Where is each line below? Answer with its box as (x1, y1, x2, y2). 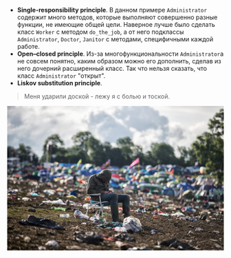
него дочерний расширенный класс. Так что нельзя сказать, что (16, 65, 208, 72)
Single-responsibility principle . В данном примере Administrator (16, 6, 208, 14)
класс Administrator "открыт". (16, 72, 106, 80)
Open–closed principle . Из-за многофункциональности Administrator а (16, 50, 224, 58)
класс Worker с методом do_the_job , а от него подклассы (16, 28, 184, 36)
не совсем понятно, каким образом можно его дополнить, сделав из (16, 57, 221, 65)
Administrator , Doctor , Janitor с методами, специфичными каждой (16, 35, 214, 43)
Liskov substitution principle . (16, 79, 102, 87)
